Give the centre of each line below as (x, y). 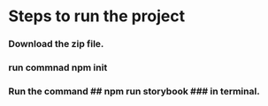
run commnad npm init (58, 68)
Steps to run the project (97, 16)
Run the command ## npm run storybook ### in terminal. (134, 91)
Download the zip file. (56, 44)
